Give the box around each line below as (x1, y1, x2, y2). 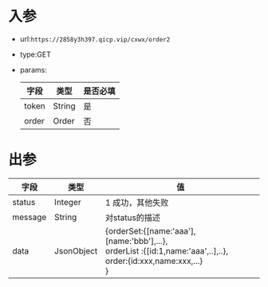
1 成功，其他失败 (104, 197, 169, 208)
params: (19, 65, 48, 74)
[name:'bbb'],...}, (104, 235, 168, 246)
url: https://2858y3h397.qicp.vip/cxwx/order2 (19, 33, 171, 44)
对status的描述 (104, 212, 161, 223)
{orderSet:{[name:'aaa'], (104, 225, 197, 236)
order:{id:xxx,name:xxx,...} (104, 255, 203, 266)
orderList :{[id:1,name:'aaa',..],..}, (104, 245, 229, 256)
